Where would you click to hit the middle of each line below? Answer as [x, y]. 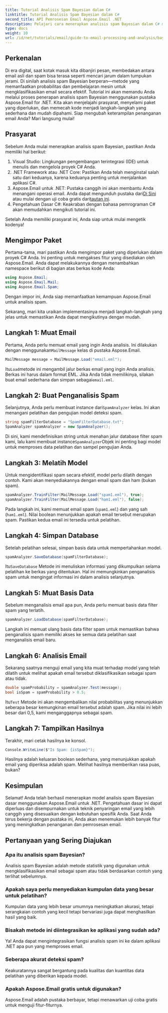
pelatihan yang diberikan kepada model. [46, 976]
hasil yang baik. [21, 917]
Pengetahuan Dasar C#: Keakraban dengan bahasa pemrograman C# [84, 204]
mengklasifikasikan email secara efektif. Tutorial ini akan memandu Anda [80, 91]
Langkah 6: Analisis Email [46, 655]
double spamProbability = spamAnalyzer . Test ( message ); [63, 687]
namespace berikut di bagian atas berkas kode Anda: [60, 268]
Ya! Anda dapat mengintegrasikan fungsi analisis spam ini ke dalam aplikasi [83, 941]
